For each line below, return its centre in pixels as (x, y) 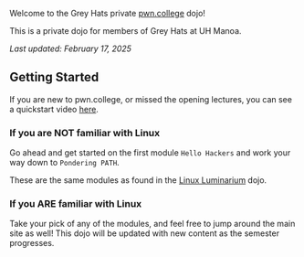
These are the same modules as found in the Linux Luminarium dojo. (138, 180)
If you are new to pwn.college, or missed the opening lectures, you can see (151, 99)
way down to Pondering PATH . (65, 163)
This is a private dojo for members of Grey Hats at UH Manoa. (126, 31)
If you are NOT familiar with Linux (85, 133)
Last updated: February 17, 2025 (71, 48)
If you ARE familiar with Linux (76, 204)
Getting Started (54, 77)
